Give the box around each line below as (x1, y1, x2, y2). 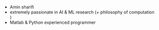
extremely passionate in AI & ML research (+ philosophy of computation (9, 9, 155, 15)
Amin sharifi (9, 4, 34, 10)
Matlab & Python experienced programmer (9, 19, 96, 25)
